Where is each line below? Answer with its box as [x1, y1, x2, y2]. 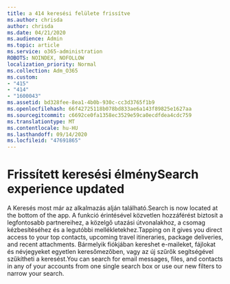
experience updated [7, 181, 125, 197]
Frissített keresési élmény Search [7, 167, 199, 182]
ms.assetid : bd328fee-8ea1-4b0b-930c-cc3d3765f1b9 [7, 99, 155, 106]
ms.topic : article [7, 42, 60, 49]
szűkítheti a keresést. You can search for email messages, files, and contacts [7, 255, 223, 263]
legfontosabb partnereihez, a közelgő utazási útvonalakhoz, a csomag [7, 218, 206, 227]
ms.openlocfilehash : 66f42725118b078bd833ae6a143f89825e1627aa [7, 105, 192, 112]
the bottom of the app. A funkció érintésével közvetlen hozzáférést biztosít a [7, 211, 223, 220]
